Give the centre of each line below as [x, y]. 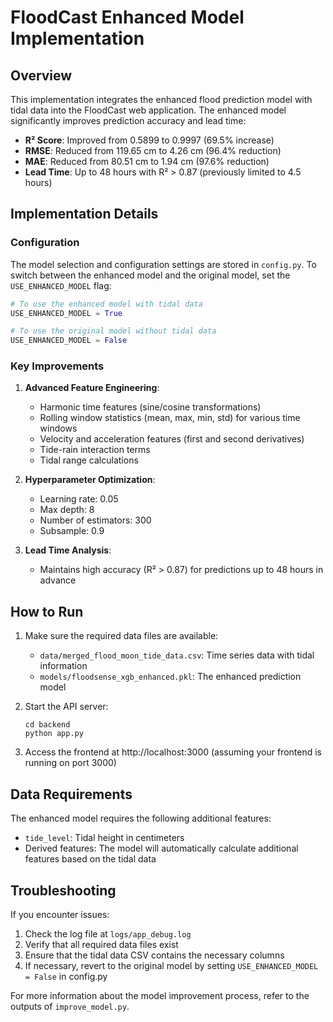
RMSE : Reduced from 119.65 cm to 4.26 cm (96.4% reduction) [153, 150]
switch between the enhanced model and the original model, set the [150, 275]
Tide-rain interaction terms [95, 450]
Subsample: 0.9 [72, 531]
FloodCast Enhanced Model [127, 17]
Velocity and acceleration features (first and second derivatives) [172, 439]
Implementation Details [84, 214]
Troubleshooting [63, 890]
